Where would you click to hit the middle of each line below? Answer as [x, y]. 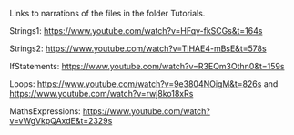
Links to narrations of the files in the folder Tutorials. [107, 13]
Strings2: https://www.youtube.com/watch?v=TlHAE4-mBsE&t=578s [138, 48]
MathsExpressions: [45, 111]
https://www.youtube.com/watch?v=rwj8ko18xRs [101, 93]
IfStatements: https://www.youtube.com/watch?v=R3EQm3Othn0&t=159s [147, 66]
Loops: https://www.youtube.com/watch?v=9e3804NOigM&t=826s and [144, 84]
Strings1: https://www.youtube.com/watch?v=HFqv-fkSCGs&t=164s [136, 31]
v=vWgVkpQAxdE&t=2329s [61, 121]
